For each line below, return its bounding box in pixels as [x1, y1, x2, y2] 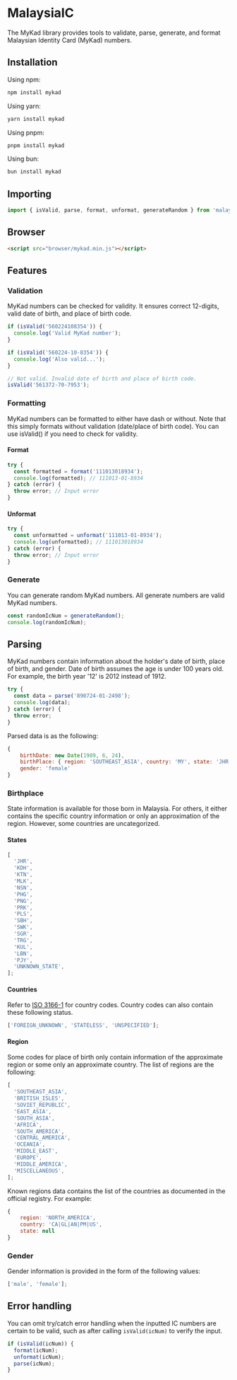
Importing [7, 188, 51, 200]
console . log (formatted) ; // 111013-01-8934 [13, 474, 143, 482]
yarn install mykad [7, 115, 65, 122]
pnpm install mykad [7, 142, 65, 149]
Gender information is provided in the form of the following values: [7, 1267, 201, 1275]
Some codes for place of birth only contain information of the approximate [7, 1053, 224, 1062]
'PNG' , [13, 897, 33, 904]
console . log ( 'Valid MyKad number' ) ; [13, 330, 121, 337]
